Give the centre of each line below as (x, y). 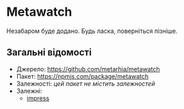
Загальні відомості (49, 52)
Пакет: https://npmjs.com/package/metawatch (82, 76)
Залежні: (29, 90)
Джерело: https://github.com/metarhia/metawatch (88, 69)
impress (38, 98)
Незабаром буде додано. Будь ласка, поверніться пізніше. (92, 31)
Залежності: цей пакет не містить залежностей (86, 84)
